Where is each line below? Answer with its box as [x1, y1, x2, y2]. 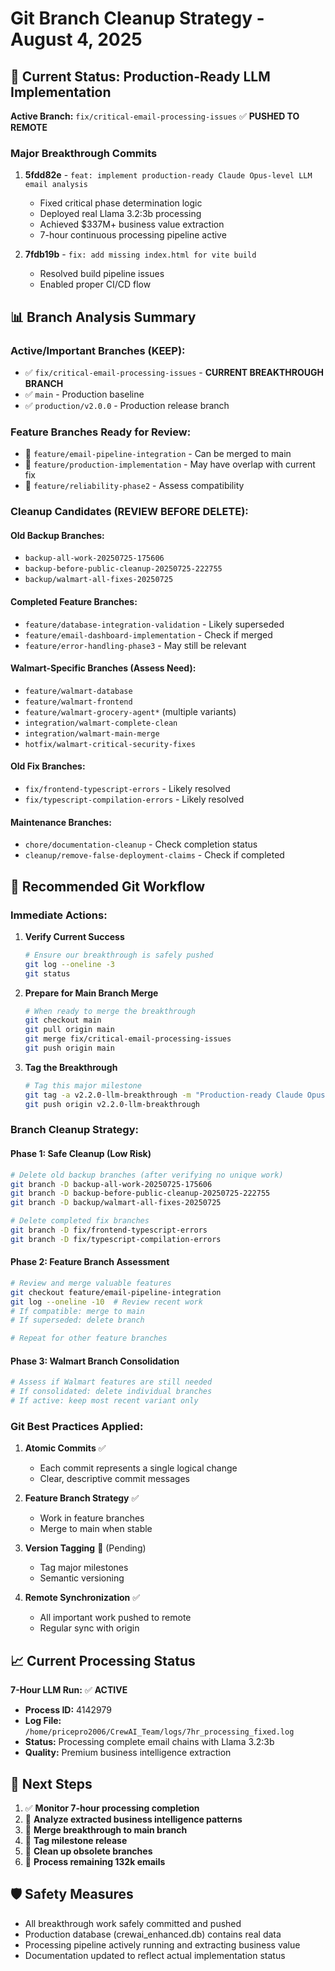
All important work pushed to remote [39, 1612, 192, 1624]
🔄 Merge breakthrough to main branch [24, 1823, 188, 1836]
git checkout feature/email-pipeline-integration [10, 1287, 222, 1297]
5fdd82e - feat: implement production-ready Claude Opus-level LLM [24, 169, 313, 181]
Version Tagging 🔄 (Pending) [24, 1542, 147, 1554]
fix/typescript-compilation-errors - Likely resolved [24, 793, 245, 806]
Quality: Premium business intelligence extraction [24, 1747, 232, 1759]
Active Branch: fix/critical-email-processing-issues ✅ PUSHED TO [10, 110, 300, 122]
